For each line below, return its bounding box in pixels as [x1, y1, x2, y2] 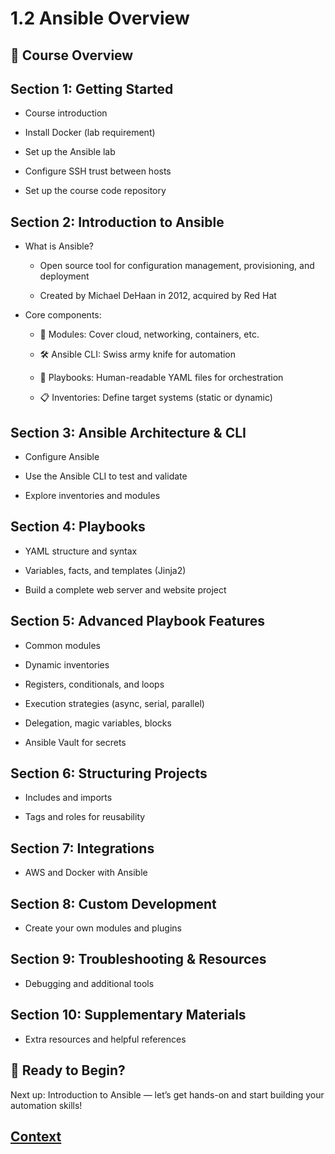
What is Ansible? [24, 240, 94, 252]
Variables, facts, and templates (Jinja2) [24, 564, 187, 576]
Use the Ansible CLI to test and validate [24, 470, 188, 482]
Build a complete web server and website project [24, 583, 227, 596]
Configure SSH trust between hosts [24, 165, 172, 177]
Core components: [24, 309, 102, 321]
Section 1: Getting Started [10, 80, 174, 97]
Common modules [24, 639, 101, 651]
